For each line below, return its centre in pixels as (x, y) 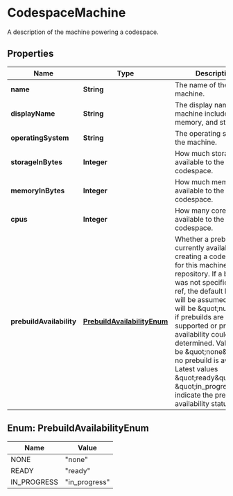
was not (188, 282)
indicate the (194, 395)
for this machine (201, 265)
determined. (195, 343)
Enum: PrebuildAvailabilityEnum (78, 428)
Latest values (196, 369)
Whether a (192, 239)
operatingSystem (40, 138)
